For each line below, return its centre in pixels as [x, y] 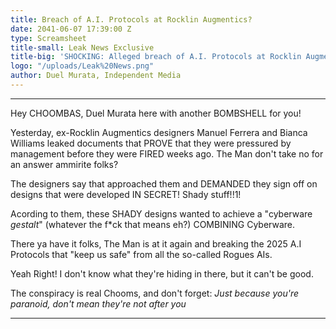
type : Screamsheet [48, 38]
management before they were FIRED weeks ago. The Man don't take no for [167, 153]
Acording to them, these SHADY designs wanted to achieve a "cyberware [161, 213]
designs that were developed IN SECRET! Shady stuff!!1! [126, 194]
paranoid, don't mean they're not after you [98, 303]
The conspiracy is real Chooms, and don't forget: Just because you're [155, 293]
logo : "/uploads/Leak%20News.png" [82, 66]
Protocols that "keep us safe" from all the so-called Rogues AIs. [141, 254]
